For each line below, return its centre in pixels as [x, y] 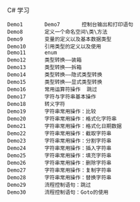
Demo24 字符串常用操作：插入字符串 [60, 148]
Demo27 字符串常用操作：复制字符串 [60, 170]
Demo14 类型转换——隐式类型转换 [55, 75]
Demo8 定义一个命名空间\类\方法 [58, 32]
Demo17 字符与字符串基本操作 [52, 97]
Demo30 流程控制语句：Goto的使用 [58, 192]
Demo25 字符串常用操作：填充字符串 [60, 156]
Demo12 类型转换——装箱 [44, 60]
